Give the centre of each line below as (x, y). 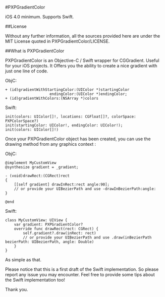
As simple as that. (23, 260)
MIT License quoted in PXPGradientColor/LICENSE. (57, 41)
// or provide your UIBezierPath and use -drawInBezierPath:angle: (85, 189)
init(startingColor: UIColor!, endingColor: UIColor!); (64, 125)
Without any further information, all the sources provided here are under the (82, 36)
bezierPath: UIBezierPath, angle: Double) (50, 242)
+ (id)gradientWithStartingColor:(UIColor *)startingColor (67, 90)
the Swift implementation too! (35, 280)
